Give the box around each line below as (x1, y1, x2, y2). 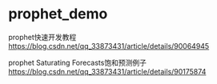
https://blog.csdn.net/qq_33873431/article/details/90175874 (8, 66, 207, 76)
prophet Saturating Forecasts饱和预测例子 (8, 58, 147, 67)
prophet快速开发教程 (8, 32, 77, 42)
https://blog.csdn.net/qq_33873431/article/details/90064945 (8, 41, 210, 50)
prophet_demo (8, 5, 108, 23)
